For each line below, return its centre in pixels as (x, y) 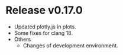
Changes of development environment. (71, 46)
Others (22, 39)
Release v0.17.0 (44, 10)
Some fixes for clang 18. (43, 33)
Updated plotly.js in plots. (45, 27)
